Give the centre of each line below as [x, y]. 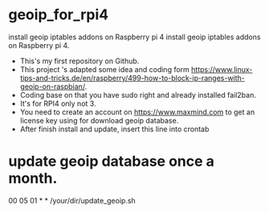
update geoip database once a [112, 161]
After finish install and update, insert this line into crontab [114, 129]
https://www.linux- [222, 69]
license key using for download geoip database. [99, 120]
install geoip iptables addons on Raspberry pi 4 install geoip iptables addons [134, 37]
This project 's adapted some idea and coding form [105, 69]
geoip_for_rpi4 [59, 15]
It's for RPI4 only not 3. [58, 103]
